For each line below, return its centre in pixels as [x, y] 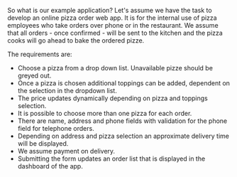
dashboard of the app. [50, 166]
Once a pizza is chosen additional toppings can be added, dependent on [124, 83]
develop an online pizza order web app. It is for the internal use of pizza [112, 18]
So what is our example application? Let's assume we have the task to [110, 10]
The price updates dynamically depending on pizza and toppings [112, 98]
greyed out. [34, 75]
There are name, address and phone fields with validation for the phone [122, 121]
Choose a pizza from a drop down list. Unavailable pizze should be [115, 68]
